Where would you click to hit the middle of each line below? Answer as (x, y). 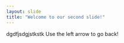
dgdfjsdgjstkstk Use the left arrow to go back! (63, 34)
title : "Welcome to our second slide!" (56, 17)
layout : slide (24, 11)
